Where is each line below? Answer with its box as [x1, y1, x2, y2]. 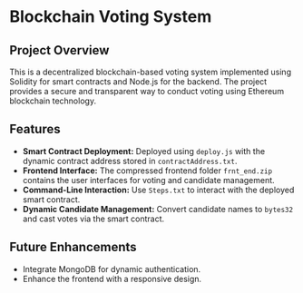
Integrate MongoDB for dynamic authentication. [22, 263, 201, 274]
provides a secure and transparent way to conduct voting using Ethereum [9, 86, 284, 96]
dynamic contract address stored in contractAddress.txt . [22, 155, 238, 166]
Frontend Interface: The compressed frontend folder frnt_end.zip [22, 165, 273, 176]
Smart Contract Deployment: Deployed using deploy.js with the [22, 145, 266, 156]
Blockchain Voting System [9, 6, 212, 27]
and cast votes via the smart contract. [22, 213, 165, 224]
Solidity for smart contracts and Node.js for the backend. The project [9, 76, 268, 87]
